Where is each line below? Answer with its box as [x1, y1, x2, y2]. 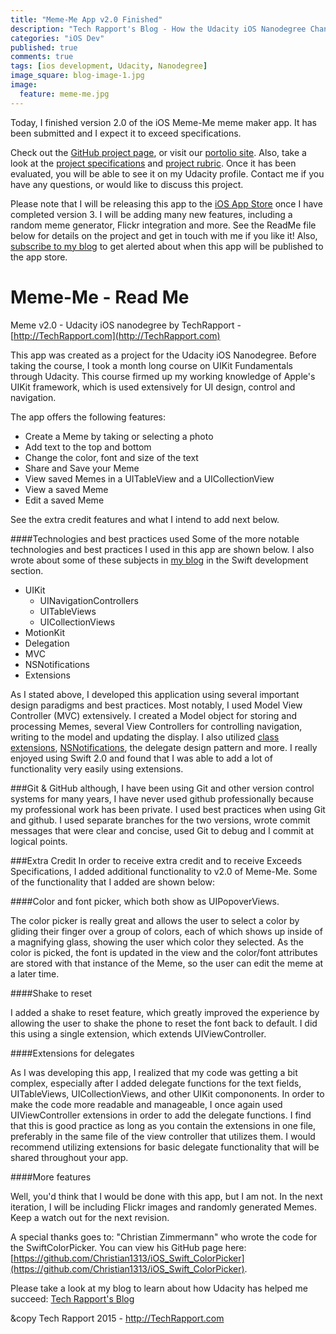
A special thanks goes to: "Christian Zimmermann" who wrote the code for [10, 1231, 318, 1243]
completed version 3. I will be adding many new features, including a [10, 208, 293, 220]
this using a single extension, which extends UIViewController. [10, 1027, 267, 1040]
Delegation [24, 637, 70, 649]
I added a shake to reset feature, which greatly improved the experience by [10, 1006, 320, 1018]
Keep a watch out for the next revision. [10, 1211, 170, 1223]
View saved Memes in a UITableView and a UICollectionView [24, 472, 275, 485]
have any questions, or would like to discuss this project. [10, 178, 244, 190]
